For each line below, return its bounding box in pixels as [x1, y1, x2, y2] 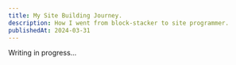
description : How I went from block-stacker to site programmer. [8, 19, 229, 27]
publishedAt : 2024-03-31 [8, 26, 91, 34]
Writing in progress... [8, 48, 77, 58]
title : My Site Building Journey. [8, 11, 123, 20]
